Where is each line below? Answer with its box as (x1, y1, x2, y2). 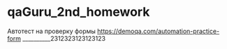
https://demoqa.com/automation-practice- (97, 27, 220, 35)
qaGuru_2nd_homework (7, 4, 150, 20)
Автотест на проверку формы (7, 27, 96, 35)
